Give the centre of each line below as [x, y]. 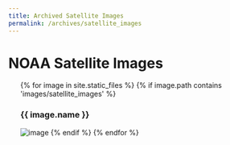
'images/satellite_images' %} [68, 94]
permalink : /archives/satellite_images [75, 23]
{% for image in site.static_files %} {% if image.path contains [121, 85]
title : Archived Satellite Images [66, 16]
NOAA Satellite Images [86, 63]
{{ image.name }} [55, 115]
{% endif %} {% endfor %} [95, 132]
